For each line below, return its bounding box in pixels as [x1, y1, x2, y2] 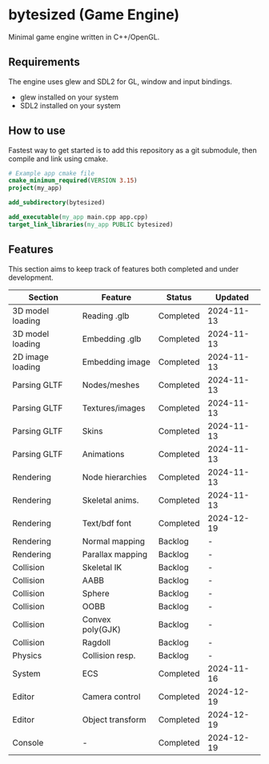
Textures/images [82, 402, 146, 414]
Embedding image [82, 356, 151, 367]
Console [12, 737, 44, 748]
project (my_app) [8, 184, 62, 192]
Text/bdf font [82, 517, 132, 528]
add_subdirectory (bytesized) [8, 199, 106, 207]
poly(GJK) [82, 624, 122, 635]
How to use [8, 124, 66, 138]
